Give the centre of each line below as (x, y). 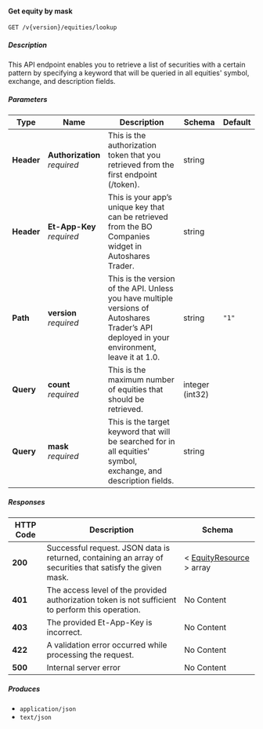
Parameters (28, 99)
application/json (48, 709)
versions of (128, 308)
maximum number (141, 380)
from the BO (130, 227)
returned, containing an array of (105, 558)
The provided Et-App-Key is (99, 622)
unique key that (136, 207)
